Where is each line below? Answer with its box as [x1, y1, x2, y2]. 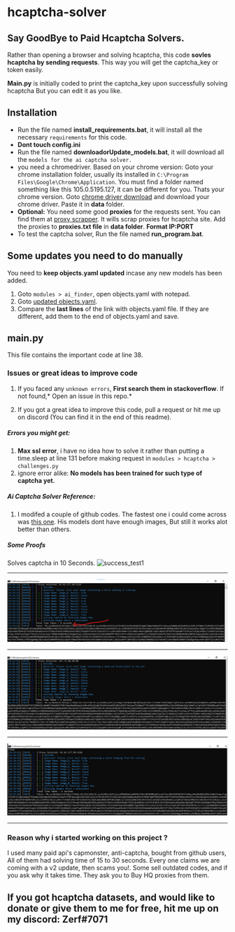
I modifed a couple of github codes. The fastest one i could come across [17, 509, 227, 519]
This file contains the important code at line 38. [7, 351, 143, 359]
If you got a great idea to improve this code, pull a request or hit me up [17, 405, 221, 413]
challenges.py [17, 462, 59, 470]
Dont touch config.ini [17, 140, 81, 149]
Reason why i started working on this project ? [7, 833, 168, 842]
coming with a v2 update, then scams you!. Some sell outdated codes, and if [7, 863, 228, 872]
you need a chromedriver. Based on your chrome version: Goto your [17, 163, 214, 171]
